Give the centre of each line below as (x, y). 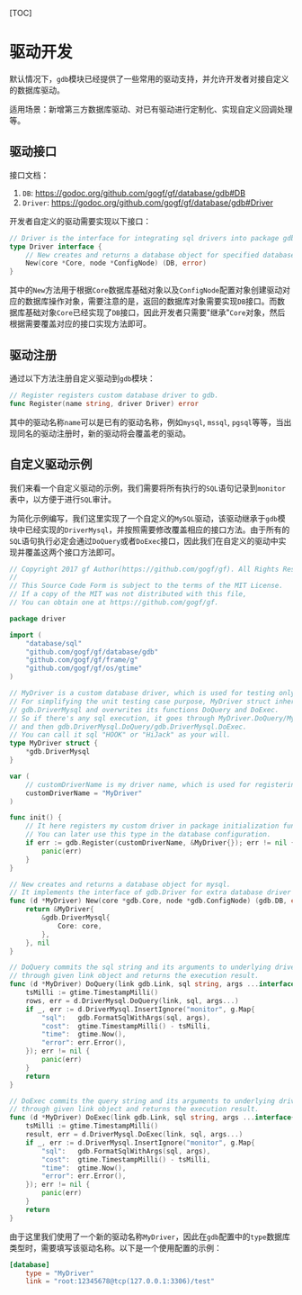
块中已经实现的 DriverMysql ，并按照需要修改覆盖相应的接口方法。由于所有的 (150, 530)
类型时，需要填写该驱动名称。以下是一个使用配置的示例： (115, 1247)
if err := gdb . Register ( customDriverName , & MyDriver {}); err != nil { (160, 843)
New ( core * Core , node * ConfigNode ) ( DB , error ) (116, 263)
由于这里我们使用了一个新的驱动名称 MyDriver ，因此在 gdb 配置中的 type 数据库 (150, 1236)
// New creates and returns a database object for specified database (160, 255)
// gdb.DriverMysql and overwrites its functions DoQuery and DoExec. (144, 710)
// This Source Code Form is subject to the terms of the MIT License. (146, 586)
